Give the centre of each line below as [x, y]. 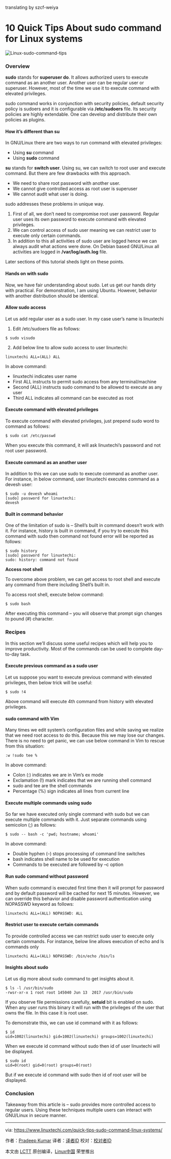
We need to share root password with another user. [66, 183]
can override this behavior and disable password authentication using [78, 899]
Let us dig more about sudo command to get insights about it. [70, 979]
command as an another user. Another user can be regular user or [75, 83]
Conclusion [20, 1093]
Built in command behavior [34, 514]
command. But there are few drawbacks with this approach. [68, 174]
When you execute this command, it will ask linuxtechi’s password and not [83, 445]
